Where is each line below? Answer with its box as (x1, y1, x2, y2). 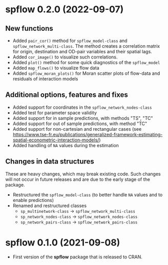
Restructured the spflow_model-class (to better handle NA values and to (12, 191, 163, 198)
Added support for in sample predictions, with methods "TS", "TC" (12, 115, 153, 121)
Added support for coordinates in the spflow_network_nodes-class (12, 104, 152, 110)
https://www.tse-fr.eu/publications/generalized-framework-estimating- (12, 131, 163, 137)
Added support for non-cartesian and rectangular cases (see (12, 126, 142, 132)
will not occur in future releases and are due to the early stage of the (5, 176, 150, 182)
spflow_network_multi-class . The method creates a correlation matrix (12, 43, 160, 49)
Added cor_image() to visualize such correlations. (12, 54, 118, 60)
